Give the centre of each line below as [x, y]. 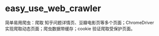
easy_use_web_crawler [53, 9]
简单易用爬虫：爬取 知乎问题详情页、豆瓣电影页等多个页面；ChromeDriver [80, 22]
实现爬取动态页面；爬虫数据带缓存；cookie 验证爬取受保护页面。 [70, 28]
